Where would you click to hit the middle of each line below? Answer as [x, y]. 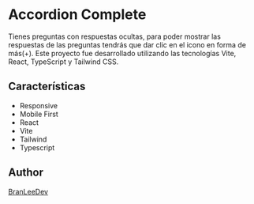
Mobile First [39, 114]
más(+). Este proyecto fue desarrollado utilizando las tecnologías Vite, [122, 53]
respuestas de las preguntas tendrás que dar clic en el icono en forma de [127, 44]
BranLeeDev [28, 191]
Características [47, 87]
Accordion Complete [77, 15]
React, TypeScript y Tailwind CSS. [64, 62]
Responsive [38, 105]
